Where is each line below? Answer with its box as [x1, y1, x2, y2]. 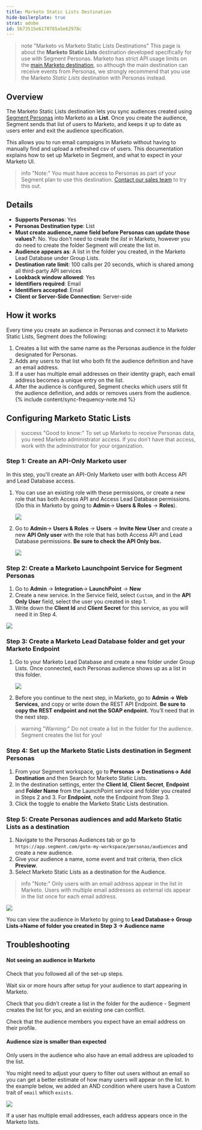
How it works [6, 310, 57, 320]
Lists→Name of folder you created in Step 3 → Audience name [6, 922, 165, 929]
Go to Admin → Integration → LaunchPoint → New [14, 585, 141, 592]
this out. [20, 182, 41, 190]
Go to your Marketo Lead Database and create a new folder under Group [14, 658, 195, 665]
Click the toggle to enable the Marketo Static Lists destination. [14, 800, 170, 807]
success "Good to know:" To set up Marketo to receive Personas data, [20, 429, 195, 436]
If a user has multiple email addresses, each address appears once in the [6, 1111, 188, 1119]
